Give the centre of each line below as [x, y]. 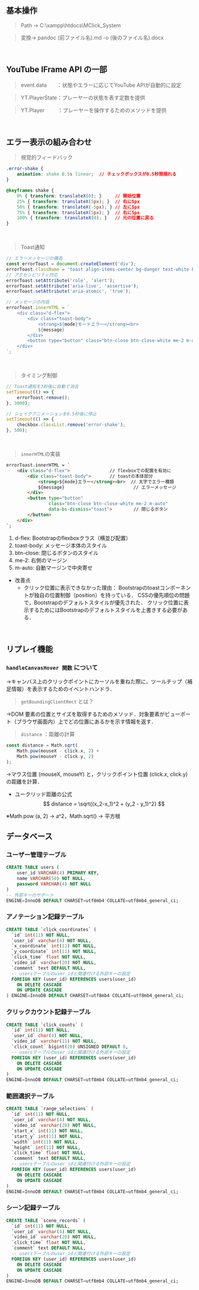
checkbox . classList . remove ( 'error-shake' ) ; [71, 425]
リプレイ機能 [30, 649]
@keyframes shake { [30, 191]
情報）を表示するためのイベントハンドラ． [63, 689]
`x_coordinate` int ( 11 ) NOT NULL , [54, 946]
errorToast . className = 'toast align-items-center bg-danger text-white [98, 269]
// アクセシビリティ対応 [32, 275]
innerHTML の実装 [41, 454]
